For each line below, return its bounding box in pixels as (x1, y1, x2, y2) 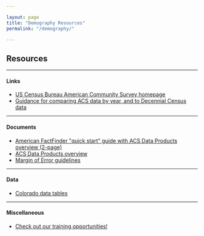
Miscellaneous (6, 209, 44, 217)
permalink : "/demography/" (6, 26, 75, 32)
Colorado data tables (15, 189, 68, 196)
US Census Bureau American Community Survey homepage (15, 91, 166, 98)
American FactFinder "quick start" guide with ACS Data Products (15, 137, 178, 144)
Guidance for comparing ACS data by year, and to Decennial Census (15, 97, 187, 105)
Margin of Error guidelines (15, 156, 81, 164)
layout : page (6, 14, 39, 20)
